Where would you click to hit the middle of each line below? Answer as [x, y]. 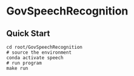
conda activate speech [35, 58]
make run [17, 68]
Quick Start [28, 33]
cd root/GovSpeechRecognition [45, 47]
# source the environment [39, 52]
